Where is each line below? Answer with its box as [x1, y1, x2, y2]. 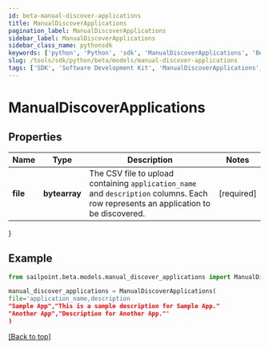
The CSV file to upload [89, 168, 175, 179]
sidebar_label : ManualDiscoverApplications [8, 34, 156, 43]
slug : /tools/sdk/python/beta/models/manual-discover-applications [8, 57, 239, 65]
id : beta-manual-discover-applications [8, 11, 142, 20]
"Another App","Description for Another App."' [8, 310, 171, 318]
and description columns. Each [89, 188, 208, 199]
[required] [219, 188, 257, 199]
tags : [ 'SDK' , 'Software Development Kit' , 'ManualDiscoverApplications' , [8, 64, 263, 72]
